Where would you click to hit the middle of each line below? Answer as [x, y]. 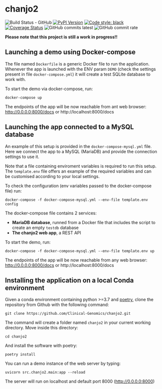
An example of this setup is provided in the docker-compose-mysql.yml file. [78, 146]
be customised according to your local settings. [52, 176]
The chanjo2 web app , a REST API [46, 233]
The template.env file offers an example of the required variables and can [78, 171]
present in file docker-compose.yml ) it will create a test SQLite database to [78, 74]
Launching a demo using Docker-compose [70, 52]
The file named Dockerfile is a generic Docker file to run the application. [77, 64]
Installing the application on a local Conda [69, 280]
